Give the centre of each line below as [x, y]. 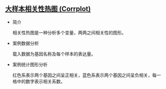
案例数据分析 [25, 43]
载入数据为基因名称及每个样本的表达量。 [54, 53]
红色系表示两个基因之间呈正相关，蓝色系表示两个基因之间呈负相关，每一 [86, 75]
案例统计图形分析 [30, 64]
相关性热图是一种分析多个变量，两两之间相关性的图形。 [69, 32]
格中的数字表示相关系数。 [39, 81]
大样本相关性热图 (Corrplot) [48, 9]
